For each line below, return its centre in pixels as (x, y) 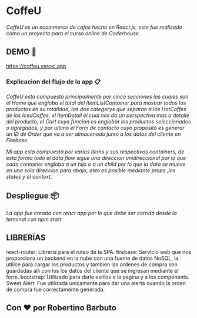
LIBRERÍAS (26, 238)
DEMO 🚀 (21, 52)
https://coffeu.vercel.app (36, 66)
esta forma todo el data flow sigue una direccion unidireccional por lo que (96, 158)
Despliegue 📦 (33, 196)
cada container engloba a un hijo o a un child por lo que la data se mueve (96, 164)
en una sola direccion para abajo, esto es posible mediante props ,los (91, 170)
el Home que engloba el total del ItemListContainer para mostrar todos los (96, 103)
